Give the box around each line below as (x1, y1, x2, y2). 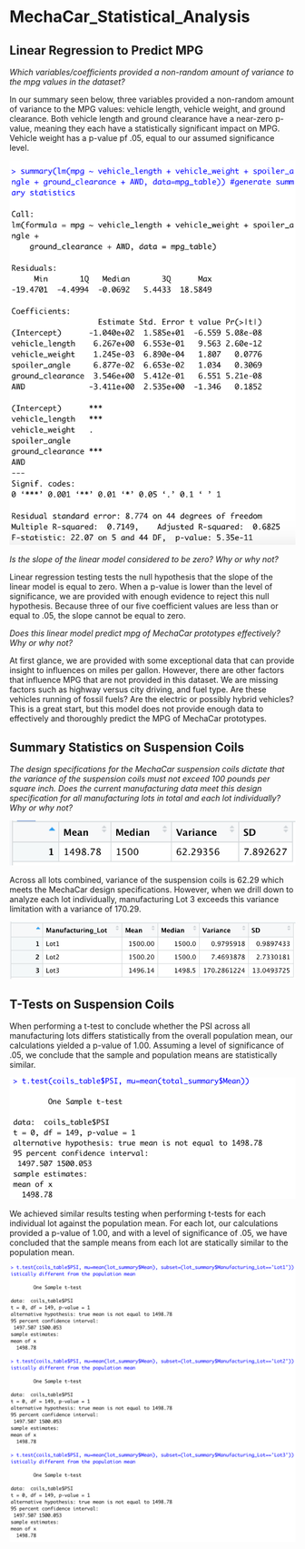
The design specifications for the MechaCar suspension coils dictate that (9, 764, 285, 775)
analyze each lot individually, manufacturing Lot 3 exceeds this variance (9, 893, 280, 904)
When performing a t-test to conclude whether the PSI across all (9, 1021, 251, 1031)
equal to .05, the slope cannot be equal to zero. (9, 610, 186, 621)
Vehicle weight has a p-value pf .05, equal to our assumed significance (9, 133, 275, 143)
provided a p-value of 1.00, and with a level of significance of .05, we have (9, 1228, 288, 1239)
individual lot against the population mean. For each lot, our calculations (9, 1218, 279, 1229)
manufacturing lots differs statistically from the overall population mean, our (9, 1031, 293, 1041)
